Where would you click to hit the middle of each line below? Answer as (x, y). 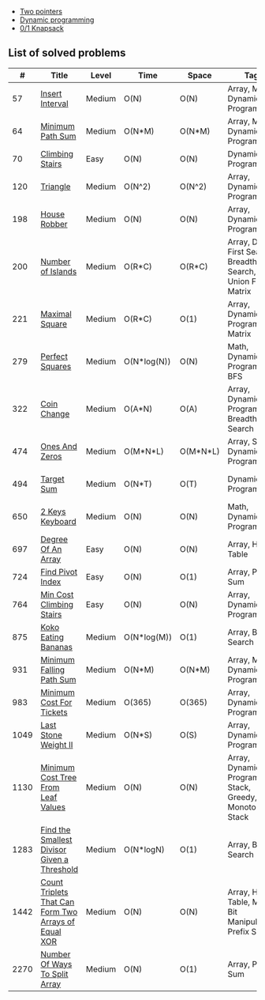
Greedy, (243, 797)
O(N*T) (138, 484)
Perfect (54, 357)
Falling (53, 670)
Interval (54, 104)
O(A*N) (138, 409)
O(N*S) (138, 734)
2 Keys (53, 511)
